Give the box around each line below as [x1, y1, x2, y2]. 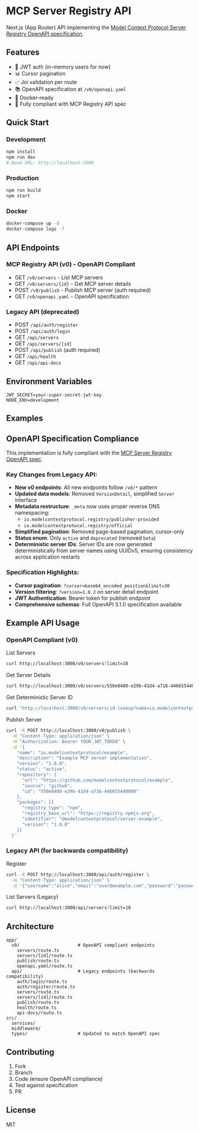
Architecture [6, 921, 54, 931]
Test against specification [14, 1081, 78, 1088]
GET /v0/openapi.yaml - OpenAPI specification [14, 292, 129, 300]
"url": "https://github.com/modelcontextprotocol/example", [21, 777, 174, 783]
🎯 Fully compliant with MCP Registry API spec [14, 100, 127, 108]
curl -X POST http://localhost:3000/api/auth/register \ [6, 871, 150, 877]
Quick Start [6, 118, 49, 128]
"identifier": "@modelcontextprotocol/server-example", [21, 816, 163, 822]
